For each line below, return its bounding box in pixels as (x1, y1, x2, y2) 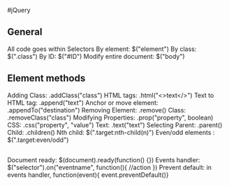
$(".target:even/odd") (7, 136, 69, 144)
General (7, 26, 43, 38)
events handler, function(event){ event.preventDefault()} (7, 171, 169, 179)
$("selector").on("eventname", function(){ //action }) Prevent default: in (7, 164, 212, 172)
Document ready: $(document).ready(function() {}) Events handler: (7, 156, 200, 164)
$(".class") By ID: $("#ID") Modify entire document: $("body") (7, 52, 185, 60)
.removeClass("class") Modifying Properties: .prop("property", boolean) (7, 113, 214, 122)
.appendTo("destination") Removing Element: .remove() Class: (7, 106, 186, 114)
